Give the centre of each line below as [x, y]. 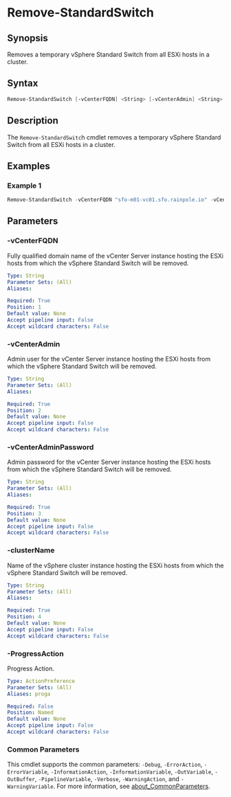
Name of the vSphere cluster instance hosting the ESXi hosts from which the [115, 565]
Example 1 [24, 186]
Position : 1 [24, 307]
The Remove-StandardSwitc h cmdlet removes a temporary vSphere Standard [114, 137]
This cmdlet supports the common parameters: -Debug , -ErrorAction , [105, 765]
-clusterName [31, 550]
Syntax [23, 83]
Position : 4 [24, 617]
